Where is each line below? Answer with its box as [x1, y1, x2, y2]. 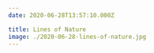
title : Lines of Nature [8, 25, 87, 34]
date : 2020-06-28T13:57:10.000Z [8, 11, 115, 19]
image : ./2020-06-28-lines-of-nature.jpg [8, 33, 147, 41]
